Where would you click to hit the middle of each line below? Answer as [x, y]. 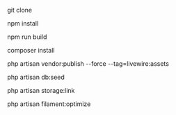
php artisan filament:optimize [49, 104]
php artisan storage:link [41, 90]
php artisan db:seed [36, 77]
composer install [31, 50]
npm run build [27, 37]
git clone [20, 10]
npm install [23, 23]
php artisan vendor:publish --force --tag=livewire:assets [88, 64]
